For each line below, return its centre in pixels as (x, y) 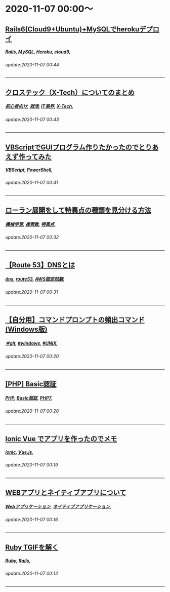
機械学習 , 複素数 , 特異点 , (31, 224)
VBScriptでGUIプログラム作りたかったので (72, 147)
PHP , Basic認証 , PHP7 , (29, 398)
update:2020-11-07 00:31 (32, 292)
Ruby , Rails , (18, 561)
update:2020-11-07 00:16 (32, 520)
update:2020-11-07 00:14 (32, 573)
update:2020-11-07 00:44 (32, 64)
